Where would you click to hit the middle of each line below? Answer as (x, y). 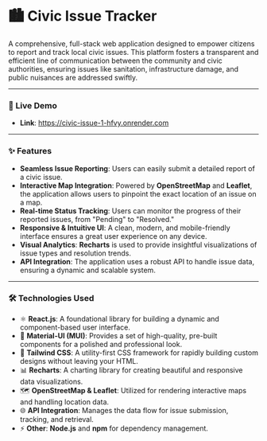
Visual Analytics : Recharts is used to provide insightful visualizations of (138, 244)
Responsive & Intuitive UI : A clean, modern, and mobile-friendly (125, 228)
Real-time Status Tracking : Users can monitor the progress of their (130, 211)
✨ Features (30, 151)
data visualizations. (51, 381)
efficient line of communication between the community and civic (115, 60)
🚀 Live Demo (33, 105)
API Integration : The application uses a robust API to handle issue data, (137, 261)
